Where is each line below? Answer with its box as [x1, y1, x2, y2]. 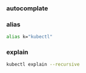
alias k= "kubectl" [6, 34, 53, 40]
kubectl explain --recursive [6, 62, 80, 68]
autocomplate [6, 4, 48, 13]
